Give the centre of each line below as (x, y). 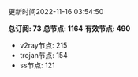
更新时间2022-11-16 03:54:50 (56, 12)
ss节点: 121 (37, 65)
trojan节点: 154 (44, 55)
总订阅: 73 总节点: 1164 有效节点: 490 (69, 29)
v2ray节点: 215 (43, 45)
